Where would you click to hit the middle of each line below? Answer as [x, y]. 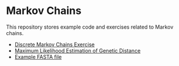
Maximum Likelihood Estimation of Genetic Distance [77, 50]
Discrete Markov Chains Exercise [55, 44]
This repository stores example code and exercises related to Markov [90, 27]
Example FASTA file [38, 57]
